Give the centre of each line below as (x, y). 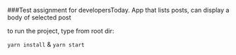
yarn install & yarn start (46, 44)
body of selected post (40, 17)
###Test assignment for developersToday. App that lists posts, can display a (118, 10)
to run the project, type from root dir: (61, 31)
